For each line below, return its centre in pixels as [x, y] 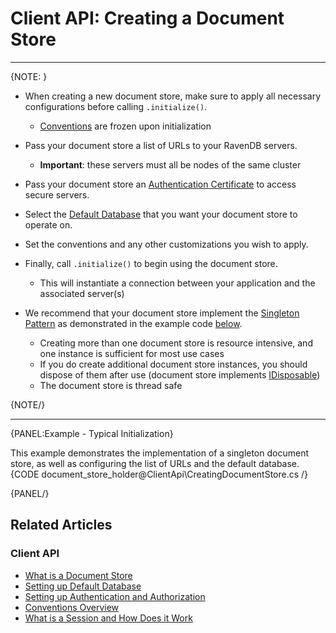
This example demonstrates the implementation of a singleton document [159, 453]
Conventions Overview [72, 607]
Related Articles [61, 525]
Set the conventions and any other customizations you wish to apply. [166, 244]
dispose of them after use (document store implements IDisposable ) [180, 374]
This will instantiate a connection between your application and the [177, 283]
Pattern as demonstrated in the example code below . [133, 323]
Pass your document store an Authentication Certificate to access [160, 184]
